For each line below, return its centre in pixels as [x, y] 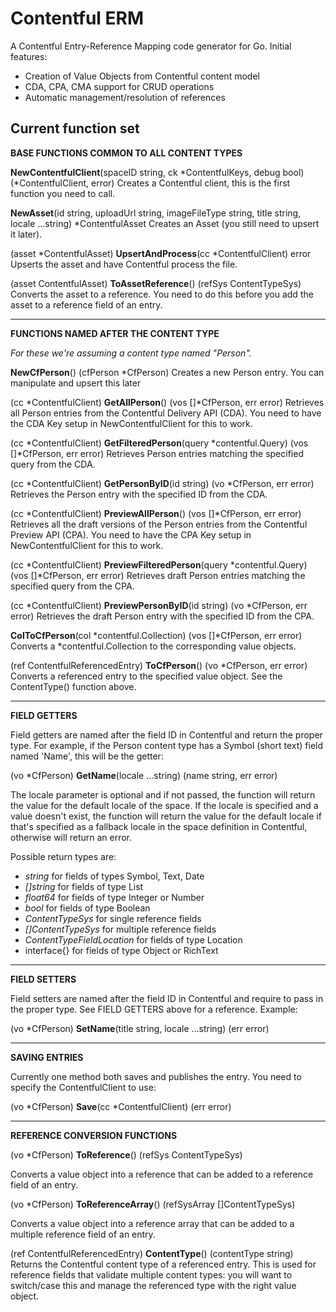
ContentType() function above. [73, 686]
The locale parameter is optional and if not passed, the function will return [163, 794]
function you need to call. [63, 193]
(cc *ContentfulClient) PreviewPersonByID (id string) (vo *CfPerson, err [159, 605]
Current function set [75, 128]
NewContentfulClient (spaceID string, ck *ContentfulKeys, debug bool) [157, 172]
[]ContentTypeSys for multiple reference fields [120, 929]
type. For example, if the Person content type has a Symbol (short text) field [167, 745]
